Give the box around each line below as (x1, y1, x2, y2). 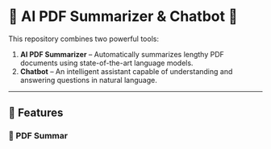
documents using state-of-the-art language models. (19, 58, 194, 68)
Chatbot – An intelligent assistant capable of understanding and (19, 66, 233, 76)
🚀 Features (8, 106, 64, 120)
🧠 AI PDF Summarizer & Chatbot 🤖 (8, 7, 238, 26)
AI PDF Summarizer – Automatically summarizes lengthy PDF (19, 49, 224, 59)
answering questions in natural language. (19, 75, 157, 85)
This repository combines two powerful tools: (8, 34, 160, 43)
